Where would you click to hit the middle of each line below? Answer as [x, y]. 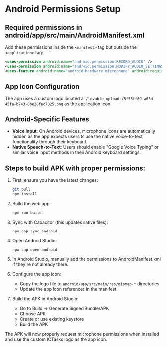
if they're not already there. [40, 264]
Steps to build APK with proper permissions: [75, 168]
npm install [25, 194]
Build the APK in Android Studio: [45, 299]
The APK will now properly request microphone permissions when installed [82, 334]
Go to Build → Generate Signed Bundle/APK [64, 308]
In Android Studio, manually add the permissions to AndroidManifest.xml [86, 259]
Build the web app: [32, 203]
